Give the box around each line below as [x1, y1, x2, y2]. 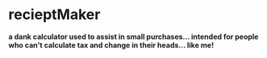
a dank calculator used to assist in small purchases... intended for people [8, 32, 259, 41]
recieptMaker [8, 6, 101, 24]
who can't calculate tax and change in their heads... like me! [8, 40, 215, 49]
